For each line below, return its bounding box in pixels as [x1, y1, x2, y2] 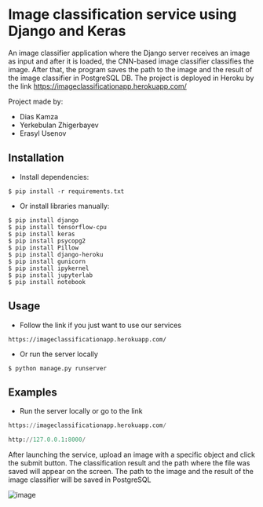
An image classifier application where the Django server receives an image [8, 48, 250, 57]
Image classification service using [8, 5, 237, 24]
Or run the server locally [19, 349, 98, 359]
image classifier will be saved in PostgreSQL [8, 475, 152, 484]
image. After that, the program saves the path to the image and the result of [8, 64, 253, 74]
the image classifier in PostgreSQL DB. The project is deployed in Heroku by [8, 73, 254, 82]
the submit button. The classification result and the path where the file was [8, 458, 250, 468]
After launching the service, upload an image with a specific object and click [8, 450, 255, 460]
